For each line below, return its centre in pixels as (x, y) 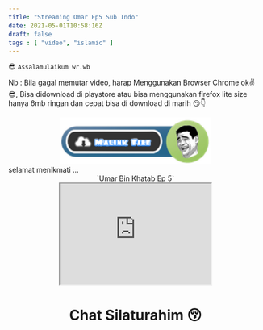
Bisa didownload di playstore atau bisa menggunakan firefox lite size (134, 94)
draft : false (30, 34)
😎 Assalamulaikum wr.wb (49, 67)
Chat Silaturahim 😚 (136, 315)
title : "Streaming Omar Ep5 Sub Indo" (73, 17)
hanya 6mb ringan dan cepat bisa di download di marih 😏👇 (107, 103)
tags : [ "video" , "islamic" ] (61, 43)
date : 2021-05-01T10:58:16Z (56, 25)
